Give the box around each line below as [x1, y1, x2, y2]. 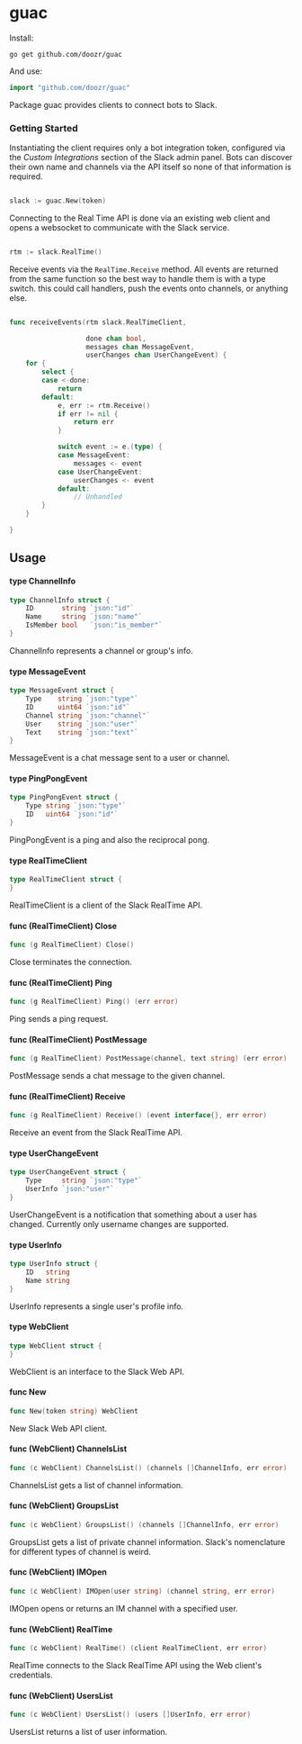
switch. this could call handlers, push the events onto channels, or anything [9, 283, 289, 294]
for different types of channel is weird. [9, 1546, 151, 1557]
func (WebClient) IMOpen [9, 1567, 108, 1577]
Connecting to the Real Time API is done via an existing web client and [9, 212, 271, 223]
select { [41, 367, 75, 376]
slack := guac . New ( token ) [9, 196, 106, 205]
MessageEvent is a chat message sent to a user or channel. [9, 753, 230, 764]
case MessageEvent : [57, 451, 130, 460]
